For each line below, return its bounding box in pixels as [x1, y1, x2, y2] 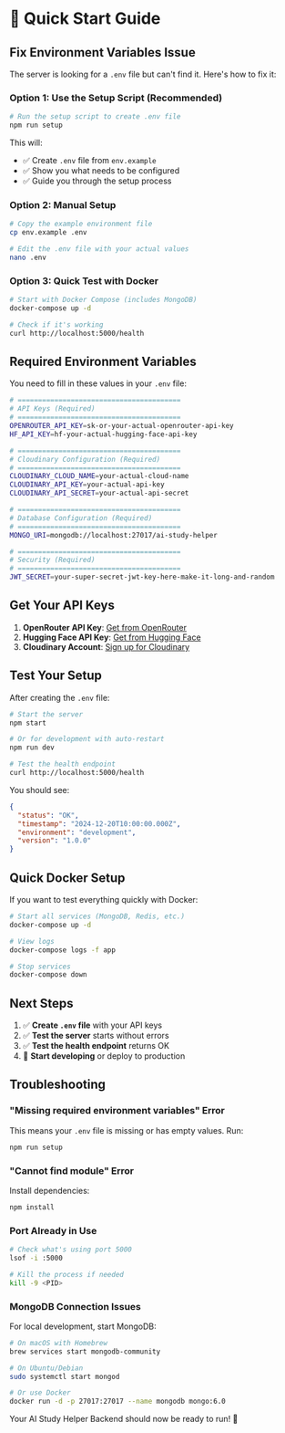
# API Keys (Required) [9, 404, 96, 413]
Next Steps [9, 995, 74, 1011]
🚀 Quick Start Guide [9, 8, 161, 29]
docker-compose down [9, 970, 88, 979]
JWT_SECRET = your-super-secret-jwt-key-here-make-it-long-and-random [9, 572, 275, 582]
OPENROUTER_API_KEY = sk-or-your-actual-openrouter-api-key [9, 422, 234, 431]
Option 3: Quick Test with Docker [9, 274, 159, 287]
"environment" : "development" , [17, 828, 137, 837]
